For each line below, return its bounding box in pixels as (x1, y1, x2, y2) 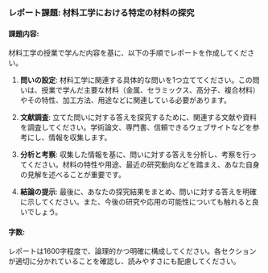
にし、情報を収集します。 (27, 133, 112, 143)
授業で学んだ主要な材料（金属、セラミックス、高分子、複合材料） (41, 85, 260, 95)
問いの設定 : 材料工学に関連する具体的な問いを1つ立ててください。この (19, 75, 254, 85)
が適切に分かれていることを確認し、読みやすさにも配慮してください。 (8, 256, 241, 267)
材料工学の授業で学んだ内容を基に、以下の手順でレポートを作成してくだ (8, 48, 248, 58)
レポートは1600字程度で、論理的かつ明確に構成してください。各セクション (8, 246, 257, 256)
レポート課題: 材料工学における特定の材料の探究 (8, 6, 195, 18)
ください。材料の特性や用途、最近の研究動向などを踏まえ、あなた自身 (27, 159, 260, 170)
